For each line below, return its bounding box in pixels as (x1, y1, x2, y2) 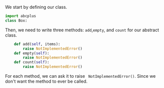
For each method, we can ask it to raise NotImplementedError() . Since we (5, 73, 156, 79)
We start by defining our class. (5, 4, 67, 10)
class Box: (5, 18, 28, 23)
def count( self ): (14, 60, 50, 65)
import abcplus (5, 14, 36, 19)
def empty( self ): (14, 51, 50, 56)
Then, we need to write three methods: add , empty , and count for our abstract (5, 27, 159, 33)
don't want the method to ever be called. (5, 78, 88, 84)
